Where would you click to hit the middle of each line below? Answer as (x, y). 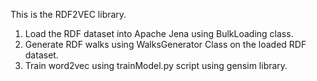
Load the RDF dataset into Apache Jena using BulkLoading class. (159, 33)
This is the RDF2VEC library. (68, 14)
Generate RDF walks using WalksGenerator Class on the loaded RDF (165, 44)
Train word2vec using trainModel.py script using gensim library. (156, 65)
